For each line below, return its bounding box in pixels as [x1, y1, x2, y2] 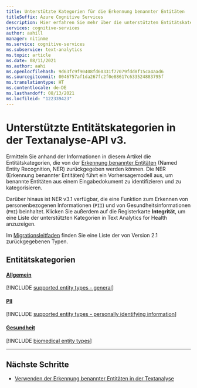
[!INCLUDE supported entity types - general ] [6, 284, 114, 291]
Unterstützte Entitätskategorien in [6, 121, 176, 134]
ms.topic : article [6, 52, 51, 58]
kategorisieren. [6, 184, 43, 191]
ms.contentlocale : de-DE [6, 85, 67, 91]
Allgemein [6, 271, 32, 278]
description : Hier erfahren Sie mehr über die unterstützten [6, 19, 159, 25]
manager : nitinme [6, 36, 49, 42]
